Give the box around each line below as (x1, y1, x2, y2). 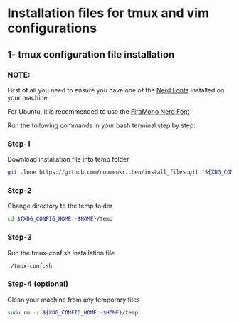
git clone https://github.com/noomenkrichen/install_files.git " (7, 169, 205, 176)
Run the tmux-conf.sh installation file (7, 248, 115, 257)
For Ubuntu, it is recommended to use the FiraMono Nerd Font (7, 107, 190, 115)
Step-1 (7, 139, 31, 149)
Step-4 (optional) (7, 279, 69, 289)
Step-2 (7, 185, 32, 195)
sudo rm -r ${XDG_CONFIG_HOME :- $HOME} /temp (7, 309, 139, 316)
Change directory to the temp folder (7, 201, 113, 211)
